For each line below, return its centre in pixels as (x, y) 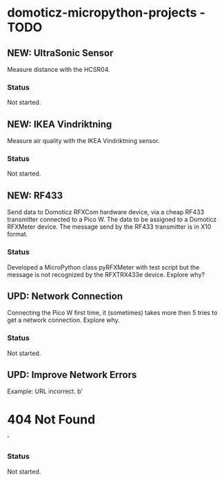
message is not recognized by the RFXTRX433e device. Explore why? (106, 274)
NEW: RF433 (35, 195)
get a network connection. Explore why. (64, 320)
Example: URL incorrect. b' (45, 391)
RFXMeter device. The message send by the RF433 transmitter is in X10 (109, 227)
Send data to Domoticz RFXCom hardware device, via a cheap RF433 (106, 212)
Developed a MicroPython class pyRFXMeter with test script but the (103, 267)
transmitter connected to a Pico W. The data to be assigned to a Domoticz (112, 220)
